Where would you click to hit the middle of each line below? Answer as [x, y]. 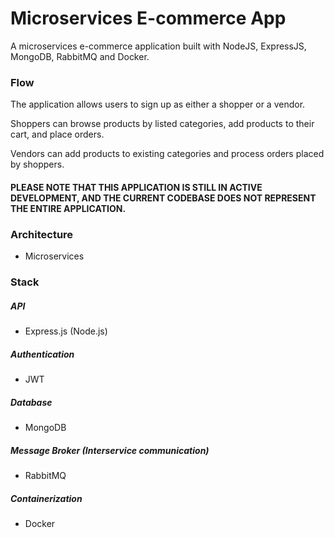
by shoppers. [37, 164]
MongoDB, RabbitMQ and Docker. [80, 56]
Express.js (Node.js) [66, 331]
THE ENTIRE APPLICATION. [68, 208]
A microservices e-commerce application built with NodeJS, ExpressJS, [158, 46]
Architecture [42, 234]
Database [31, 402]
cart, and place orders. [57, 134]
